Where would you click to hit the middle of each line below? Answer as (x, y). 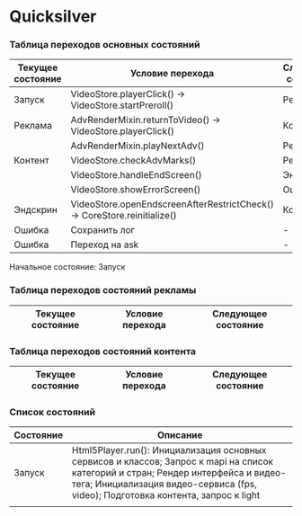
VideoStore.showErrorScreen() (136, 190)
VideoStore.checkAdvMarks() (133, 161)
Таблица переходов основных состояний (105, 45)
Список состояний (53, 412)
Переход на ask (105, 245)
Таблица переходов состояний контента (102, 351)
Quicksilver (53, 17)
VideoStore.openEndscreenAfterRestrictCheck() (172, 204)
